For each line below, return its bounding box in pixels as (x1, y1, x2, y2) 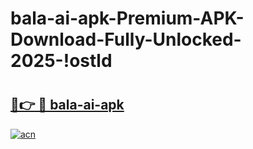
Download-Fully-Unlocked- (10, 28, 242, 51)
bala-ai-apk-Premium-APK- (10, 7, 245, 30)
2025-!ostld (10, 50, 113, 72)
